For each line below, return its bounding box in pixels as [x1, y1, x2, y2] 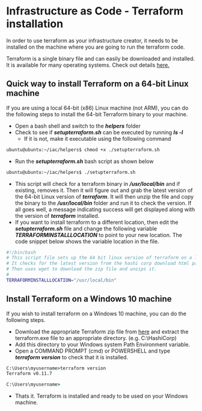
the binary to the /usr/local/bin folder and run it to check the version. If [14, 199, 192, 206]
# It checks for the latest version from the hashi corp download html [6, 261, 189, 267]
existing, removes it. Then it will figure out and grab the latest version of [14, 187, 193, 194]
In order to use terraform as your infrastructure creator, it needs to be [6, 37, 179, 44]
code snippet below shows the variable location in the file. [14, 238, 159, 245]
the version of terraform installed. [14, 212, 100, 219]
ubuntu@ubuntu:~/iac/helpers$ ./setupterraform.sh [6, 169, 136, 175]
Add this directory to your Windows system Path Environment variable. [14, 341, 191, 348]
